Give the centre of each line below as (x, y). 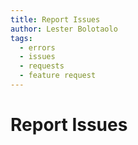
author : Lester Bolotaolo (64, 29)
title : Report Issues (55, 19)
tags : (21, 38)
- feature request (58, 76)
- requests (42, 66)
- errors (37, 47)
